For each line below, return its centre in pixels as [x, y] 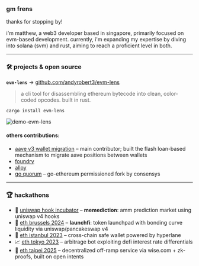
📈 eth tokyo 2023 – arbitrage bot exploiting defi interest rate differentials [104, 242]
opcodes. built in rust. [64, 100]
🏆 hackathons [28, 195]
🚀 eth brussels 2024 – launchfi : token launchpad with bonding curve [98, 222]
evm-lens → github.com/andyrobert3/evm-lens [63, 82]
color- [171, 93]
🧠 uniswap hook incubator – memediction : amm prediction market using [103, 210]
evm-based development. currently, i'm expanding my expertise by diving [96, 40]
